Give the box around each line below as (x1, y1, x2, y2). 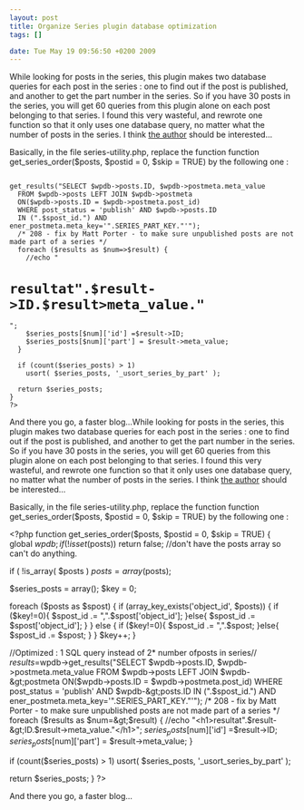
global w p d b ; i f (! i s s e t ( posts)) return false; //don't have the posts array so (9, 538, 281, 549)
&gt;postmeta (9, 676, 61, 687)
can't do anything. (9, 548, 78, 559)
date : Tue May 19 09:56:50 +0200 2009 (9, 46, 156, 55)
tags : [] (9, 30, 43, 39)
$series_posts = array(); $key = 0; (9, 582, 137, 594)
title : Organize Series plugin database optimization (9, 22, 218, 31)
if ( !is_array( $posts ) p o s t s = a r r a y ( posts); (9, 565, 172, 576)
